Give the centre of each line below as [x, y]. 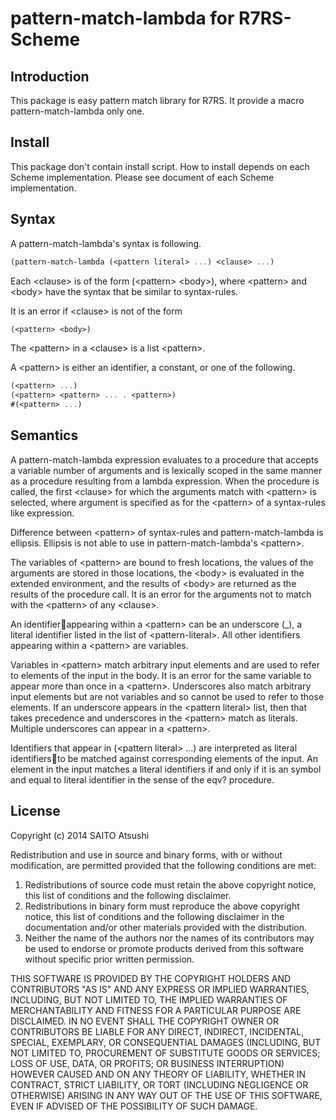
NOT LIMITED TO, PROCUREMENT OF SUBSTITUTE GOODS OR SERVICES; [165, 1053]
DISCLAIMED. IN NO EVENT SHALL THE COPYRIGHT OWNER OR [145, 1021]
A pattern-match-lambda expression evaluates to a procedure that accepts [164, 459]
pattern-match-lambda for [122, 18]
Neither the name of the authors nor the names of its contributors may [169, 938]
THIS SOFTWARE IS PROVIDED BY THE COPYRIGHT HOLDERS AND [151, 978]
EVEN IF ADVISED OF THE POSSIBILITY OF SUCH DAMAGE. [134, 1106]
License [35, 811]
